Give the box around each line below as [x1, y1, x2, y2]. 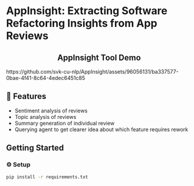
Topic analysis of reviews [14, 113, 77, 120]
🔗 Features [6, 91, 47, 101]
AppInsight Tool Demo [57, 52, 142, 62]
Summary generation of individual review [14, 119, 115, 127]
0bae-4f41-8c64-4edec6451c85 [6, 75, 86, 81]
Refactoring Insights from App [6, 16, 157, 30]
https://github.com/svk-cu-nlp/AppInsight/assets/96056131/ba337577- [6, 68, 179, 75]
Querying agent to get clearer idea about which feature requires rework [14, 125, 189, 133]
